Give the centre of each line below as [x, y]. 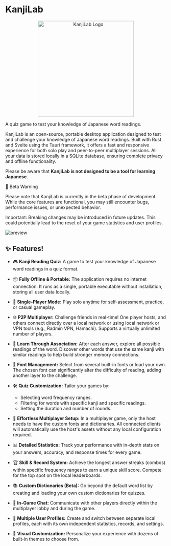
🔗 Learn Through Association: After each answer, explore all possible [87, 344]
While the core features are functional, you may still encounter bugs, [77, 202]
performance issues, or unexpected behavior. [53, 207]
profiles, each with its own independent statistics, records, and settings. [88, 523]
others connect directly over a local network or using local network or [86, 323]
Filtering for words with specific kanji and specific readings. [83, 403]
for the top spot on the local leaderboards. [57, 475]
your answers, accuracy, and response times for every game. [77, 452]
